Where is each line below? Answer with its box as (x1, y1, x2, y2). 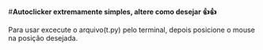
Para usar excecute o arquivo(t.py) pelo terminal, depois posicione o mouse (8, 25, 255, 34)
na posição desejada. (8, 34, 78, 42)
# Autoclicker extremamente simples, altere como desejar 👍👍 (8, 7, 217, 16)
